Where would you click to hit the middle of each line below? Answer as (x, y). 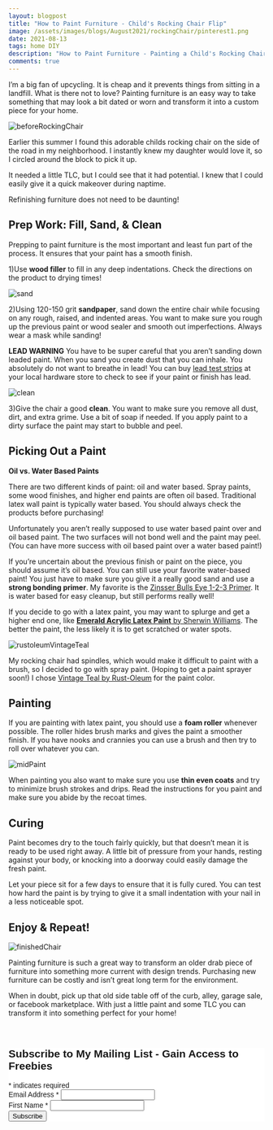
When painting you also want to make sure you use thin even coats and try (134, 780)
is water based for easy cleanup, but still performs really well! (111, 596)
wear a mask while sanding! (55, 335)
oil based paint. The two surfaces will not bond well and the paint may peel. (135, 537)
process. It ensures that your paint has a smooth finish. (100, 253)
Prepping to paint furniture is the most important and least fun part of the (131, 244)
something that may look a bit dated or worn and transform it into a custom (134, 102)
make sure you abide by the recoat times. (78, 797)
